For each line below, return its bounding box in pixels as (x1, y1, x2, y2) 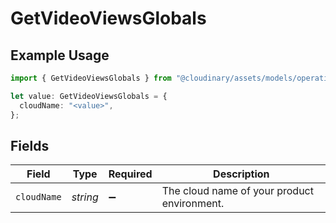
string (71, 190, 99, 204)
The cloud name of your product (161, 184, 314, 198)
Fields (10, 137, 50, 154)
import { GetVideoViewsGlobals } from (10, 73, 172, 83)
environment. (161, 197, 225, 211)
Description (213, 167, 270, 181)
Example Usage (10, 47, 110, 64)
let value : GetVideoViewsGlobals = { (10, 91, 168, 101)
